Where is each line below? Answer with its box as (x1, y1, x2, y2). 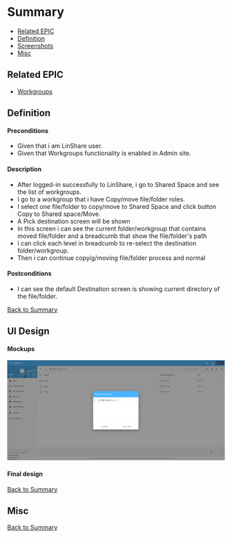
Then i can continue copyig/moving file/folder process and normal (17, 253, 206, 262)
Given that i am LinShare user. (17, 142, 103, 150)
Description (7, 165, 42, 173)
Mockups (7, 344, 35, 352)
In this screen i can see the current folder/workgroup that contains (17, 224, 206, 232)
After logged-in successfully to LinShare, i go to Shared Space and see (17, 180, 220, 188)
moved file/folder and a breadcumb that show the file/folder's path (17, 232, 207, 240)
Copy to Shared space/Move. (17, 210, 101, 218)
